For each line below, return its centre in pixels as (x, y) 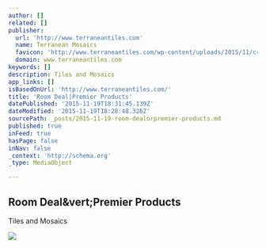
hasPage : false (33, 141)
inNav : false (30, 148)
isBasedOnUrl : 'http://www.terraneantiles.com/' (90, 89)
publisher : (26, 30)
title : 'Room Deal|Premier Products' (70, 97)
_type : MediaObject (40, 163)
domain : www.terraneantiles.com (69, 60)
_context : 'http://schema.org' (60, 155)
